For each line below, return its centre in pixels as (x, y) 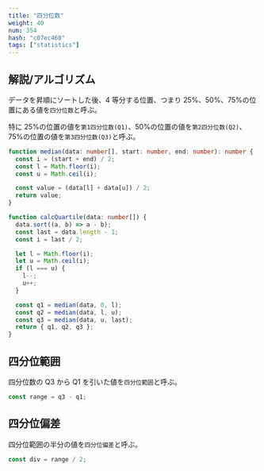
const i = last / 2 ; (49, 239)
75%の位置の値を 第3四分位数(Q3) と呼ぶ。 (74, 137)
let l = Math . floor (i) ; (54, 254)
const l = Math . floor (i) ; (58, 166)
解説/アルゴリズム (52, 79)
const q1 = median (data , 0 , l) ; (69, 305)
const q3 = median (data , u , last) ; (74, 320)
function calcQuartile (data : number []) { (78, 218)
